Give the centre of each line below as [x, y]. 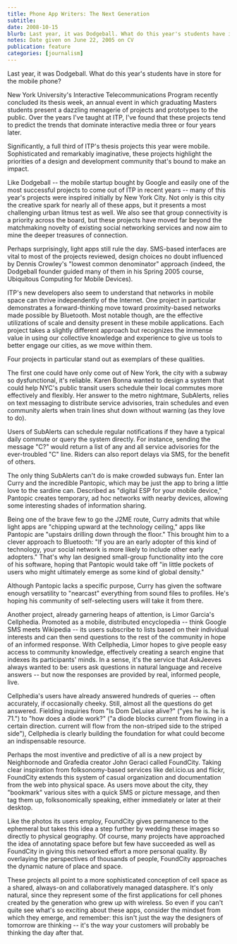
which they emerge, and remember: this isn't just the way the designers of [115, 917]
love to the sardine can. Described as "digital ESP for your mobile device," [115, 490]
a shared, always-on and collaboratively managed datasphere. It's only [110, 887]
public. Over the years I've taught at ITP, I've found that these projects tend [116, 117]
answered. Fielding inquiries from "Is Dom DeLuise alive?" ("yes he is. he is [116, 711]
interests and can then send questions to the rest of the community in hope [117, 637]
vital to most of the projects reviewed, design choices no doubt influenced [115, 256]
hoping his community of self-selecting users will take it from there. [105, 601]
